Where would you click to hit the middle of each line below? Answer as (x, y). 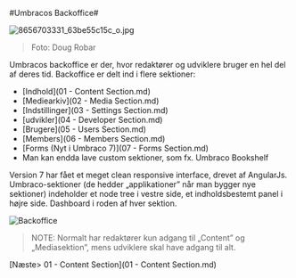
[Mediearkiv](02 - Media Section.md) (90, 101)
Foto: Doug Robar (63, 47)
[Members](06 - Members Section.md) (94, 139)
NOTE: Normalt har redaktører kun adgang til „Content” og (138, 238)
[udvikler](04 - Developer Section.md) (92, 120)
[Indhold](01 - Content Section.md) (86, 91)
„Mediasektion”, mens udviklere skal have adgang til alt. (133, 247)
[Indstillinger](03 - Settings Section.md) (95, 110)
